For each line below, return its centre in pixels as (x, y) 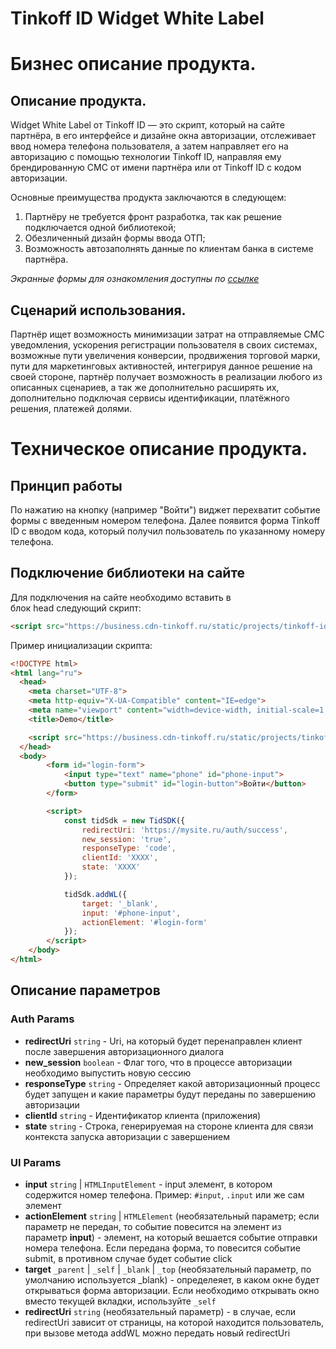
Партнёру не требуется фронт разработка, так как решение (153, 217)
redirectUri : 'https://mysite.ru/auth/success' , (184, 830)
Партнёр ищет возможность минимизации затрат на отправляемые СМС (167, 334)
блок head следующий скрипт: (76, 608)
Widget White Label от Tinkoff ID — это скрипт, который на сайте (147, 125)
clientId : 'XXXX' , (120, 858)
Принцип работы (66, 485)
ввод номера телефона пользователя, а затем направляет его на (149, 146)
